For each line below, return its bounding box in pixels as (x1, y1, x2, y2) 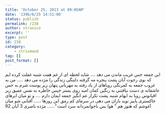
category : (5, 44, 26, 49)
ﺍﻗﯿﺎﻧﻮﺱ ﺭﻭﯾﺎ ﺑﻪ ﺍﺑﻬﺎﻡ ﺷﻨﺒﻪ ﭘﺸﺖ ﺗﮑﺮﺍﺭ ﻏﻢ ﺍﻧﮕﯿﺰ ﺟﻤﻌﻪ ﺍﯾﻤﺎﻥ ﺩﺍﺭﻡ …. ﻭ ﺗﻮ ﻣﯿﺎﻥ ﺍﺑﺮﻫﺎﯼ (5, 93, 157, 99)
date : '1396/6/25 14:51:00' (5, 12, 63, 17)
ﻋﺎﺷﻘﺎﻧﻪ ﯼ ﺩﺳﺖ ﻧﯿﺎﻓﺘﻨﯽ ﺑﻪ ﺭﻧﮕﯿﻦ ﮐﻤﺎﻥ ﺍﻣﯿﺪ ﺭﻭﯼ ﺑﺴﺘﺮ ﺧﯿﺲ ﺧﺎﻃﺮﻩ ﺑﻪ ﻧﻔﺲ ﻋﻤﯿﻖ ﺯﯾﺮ (5, 87, 160, 93)
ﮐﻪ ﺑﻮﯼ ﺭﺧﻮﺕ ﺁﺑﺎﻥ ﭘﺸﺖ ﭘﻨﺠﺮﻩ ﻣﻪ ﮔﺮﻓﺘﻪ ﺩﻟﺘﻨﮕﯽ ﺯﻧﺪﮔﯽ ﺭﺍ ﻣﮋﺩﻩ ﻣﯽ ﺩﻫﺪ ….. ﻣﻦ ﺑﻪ (5, 77, 152, 83)
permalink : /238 (5, 21, 39, 26)
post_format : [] (5, 58, 39, 63)
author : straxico (5, 26, 41, 31)
